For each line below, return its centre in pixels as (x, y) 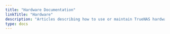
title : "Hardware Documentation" (40, 10)
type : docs (17, 24)
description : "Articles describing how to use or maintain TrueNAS (78, 19)
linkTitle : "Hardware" (29, 14)
